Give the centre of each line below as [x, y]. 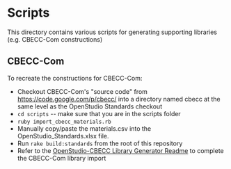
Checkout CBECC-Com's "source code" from [82, 91]
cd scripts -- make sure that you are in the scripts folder [99, 113]
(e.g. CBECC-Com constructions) [55, 39]
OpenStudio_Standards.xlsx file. [63, 136]
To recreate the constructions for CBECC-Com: [75, 78]
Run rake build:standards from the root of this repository [100, 143]
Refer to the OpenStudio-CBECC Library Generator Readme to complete [120, 150]
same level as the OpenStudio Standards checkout [89, 106]
